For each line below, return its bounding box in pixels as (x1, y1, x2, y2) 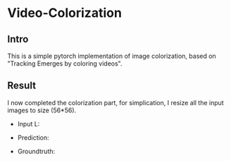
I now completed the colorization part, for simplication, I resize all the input (7, 98, 224, 107)
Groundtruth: (17, 147, 56, 155)
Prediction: (17, 133, 49, 142)
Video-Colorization (7, 5, 122, 21)
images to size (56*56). (7, 106, 77, 114)
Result (7, 80, 37, 92)
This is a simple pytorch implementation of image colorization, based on (7, 52, 216, 60)
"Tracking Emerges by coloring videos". (7, 59, 123, 68)
